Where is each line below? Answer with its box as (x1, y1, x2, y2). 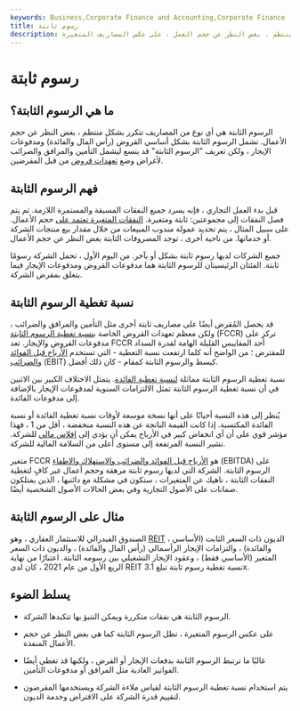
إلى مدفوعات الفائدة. (10, 392, 80, 403)
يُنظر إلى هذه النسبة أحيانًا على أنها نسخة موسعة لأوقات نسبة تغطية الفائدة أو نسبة (10, 410, 280, 420)
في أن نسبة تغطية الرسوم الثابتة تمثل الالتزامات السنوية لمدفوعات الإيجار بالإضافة (10, 384, 280, 393)
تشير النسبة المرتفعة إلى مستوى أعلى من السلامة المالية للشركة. (10, 438, 226, 448)
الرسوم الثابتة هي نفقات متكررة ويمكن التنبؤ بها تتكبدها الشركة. (22, 610, 231, 621)
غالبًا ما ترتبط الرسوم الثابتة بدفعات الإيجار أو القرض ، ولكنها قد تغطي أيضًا (22, 655, 266, 666)
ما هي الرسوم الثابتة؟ (10, 103, 114, 118)
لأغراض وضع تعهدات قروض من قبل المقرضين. (10, 155, 164, 166)
